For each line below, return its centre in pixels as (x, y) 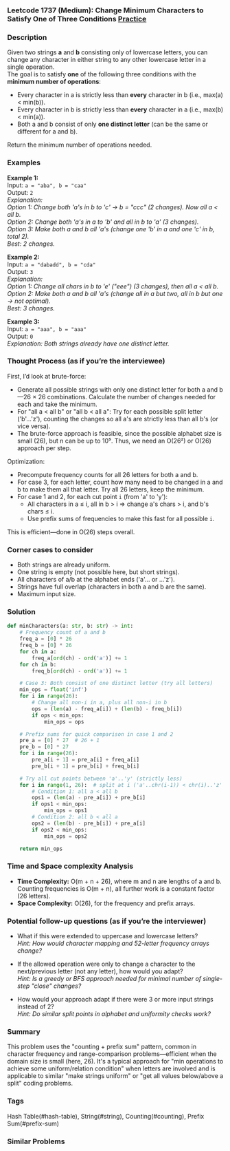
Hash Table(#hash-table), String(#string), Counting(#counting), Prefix (106, 1116)
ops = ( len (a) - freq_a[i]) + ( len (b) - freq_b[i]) (107, 709)
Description (27, 37)
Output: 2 (20, 192)
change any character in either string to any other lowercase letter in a (106, 60)
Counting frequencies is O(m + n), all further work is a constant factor (116, 888)
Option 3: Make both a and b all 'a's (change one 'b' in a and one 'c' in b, (111, 229)
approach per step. (44, 448)
